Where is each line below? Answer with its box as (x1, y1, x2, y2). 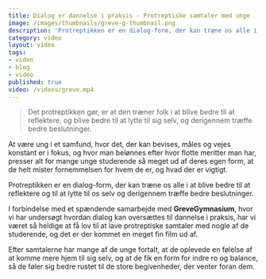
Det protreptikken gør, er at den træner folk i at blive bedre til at (27, 107, 235, 117)
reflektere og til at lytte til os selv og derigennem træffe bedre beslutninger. (8, 188, 254, 199)
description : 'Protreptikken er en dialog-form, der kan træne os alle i (8, 26, 258, 34)
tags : (8, 48, 26, 56)
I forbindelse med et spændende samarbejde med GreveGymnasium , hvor (8, 204, 253, 214)
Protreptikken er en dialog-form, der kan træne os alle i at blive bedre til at (8, 180, 251, 190)
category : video (8, 33, 62, 42)
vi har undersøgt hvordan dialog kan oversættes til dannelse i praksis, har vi (8, 212, 256, 223)
